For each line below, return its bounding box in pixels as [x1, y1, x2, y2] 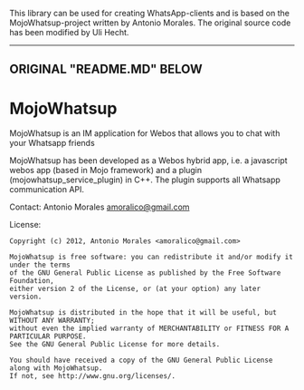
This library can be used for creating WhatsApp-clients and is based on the [9, 8, 290, 18]
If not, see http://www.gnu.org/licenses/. [9, 372, 176, 381]
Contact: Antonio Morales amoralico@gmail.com [9, 201, 190, 212]
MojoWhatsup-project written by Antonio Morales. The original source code [9, 17, 291, 28]
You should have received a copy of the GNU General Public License [9, 356, 273, 366]
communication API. [9, 184, 84, 195]
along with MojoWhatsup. [9, 364, 103, 373]
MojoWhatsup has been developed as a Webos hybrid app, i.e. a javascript [9, 155, 288, 166]
